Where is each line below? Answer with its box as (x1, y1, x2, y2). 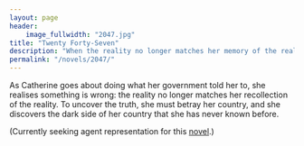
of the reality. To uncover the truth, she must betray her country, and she (9, 99, 280, 109)
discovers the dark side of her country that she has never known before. (9, 109, 280, 119)
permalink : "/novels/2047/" (9, 55, 116, 64)
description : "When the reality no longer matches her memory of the (9, 47, 278, 56)
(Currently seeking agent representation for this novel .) (9, 126, 214, 136)
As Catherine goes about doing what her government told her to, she (9, 80, 266, 90)
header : (9, 22, 39, 31)
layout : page (9, 13, 59, 23)
